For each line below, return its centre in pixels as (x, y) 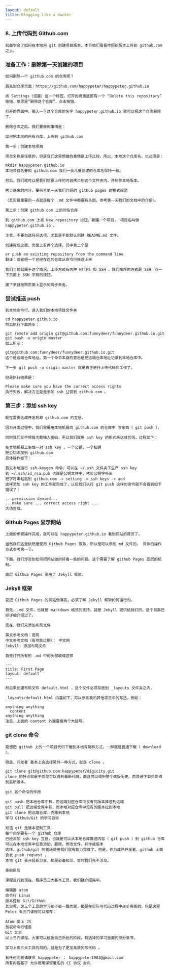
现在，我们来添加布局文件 (28, 625)
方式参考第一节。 (21, 549)
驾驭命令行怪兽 (19, 927)
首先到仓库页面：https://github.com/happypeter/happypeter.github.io (77, 86)
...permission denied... (31, 499)
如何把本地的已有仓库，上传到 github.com (44, 137)
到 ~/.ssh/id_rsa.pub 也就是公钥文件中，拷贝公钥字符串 (59, 473)
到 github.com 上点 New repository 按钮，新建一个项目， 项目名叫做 (72, 220)
